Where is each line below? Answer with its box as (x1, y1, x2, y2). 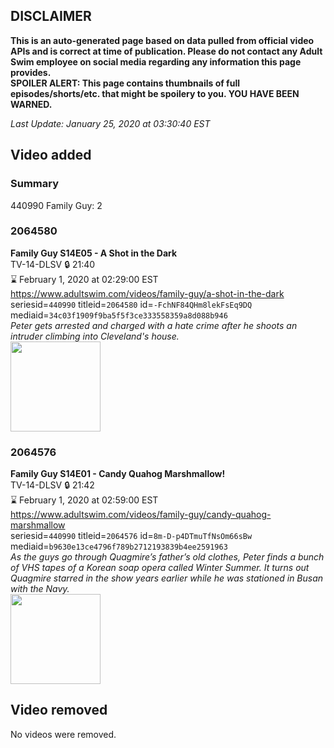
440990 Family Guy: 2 (10, 199, 103, 211)
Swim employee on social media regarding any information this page (10, 55, 302, 68)
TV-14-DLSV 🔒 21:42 (10, 479, 95, 491)
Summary (10, 177, 60, 191)
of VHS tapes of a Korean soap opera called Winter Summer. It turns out (10, 562, 310, 574)
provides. (10, 66, 52, 78)
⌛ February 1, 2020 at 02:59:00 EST (10, 494, 159, 506)
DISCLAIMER (10, 8, 92, 25)
